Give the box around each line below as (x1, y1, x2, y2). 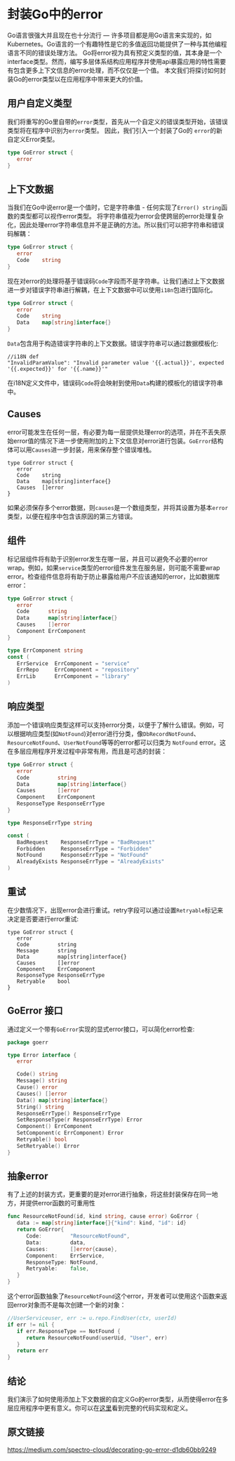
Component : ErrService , (25, 1252, 105, 1259)
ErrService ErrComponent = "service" (16, 660, 130, 667)
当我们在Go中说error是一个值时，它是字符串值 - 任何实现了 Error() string (7, 203, 222, 211)
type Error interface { (7, 1051, 77, 1059)
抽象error (7, 1170, 48, 1182)
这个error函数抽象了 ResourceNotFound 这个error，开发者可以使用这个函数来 (7, 1292, 222, 1300)
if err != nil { (7, 1321, 55, 1328)
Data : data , (25, 1239, 86, 1246)
